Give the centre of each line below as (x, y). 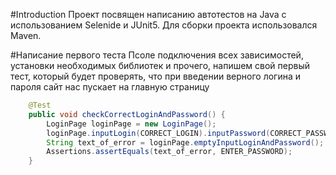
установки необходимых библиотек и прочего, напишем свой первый (160, 65)
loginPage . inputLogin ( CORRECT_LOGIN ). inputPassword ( (158, 133)
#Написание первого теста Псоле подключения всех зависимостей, (157, 55)
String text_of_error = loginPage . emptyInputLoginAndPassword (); (185, 142)
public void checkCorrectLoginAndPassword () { (127, 114)
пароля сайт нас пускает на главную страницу (110, 87)
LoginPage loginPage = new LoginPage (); (131, 124)
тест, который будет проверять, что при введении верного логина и (156, 76)
